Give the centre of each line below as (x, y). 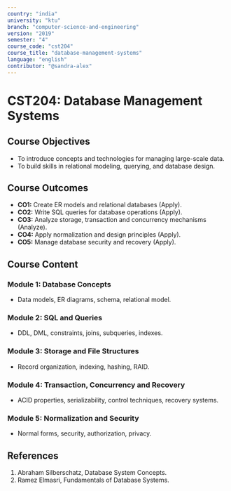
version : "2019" (31, 33)
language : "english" (37, 60)
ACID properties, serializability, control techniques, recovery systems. (118, 400)
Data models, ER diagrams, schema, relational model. (94, 300)
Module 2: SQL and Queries (55, 318)
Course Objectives (49, 142)
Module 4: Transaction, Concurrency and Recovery (96, 385)
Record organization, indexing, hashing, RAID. (83, 367)
